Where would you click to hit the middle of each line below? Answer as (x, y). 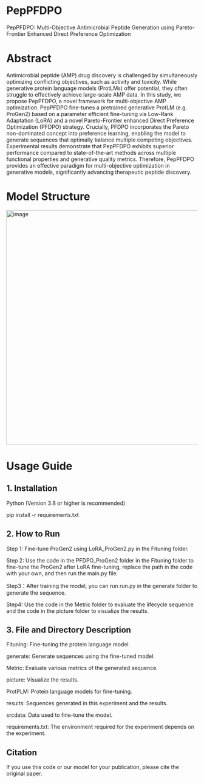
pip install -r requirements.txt (42, 515)
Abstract (29, 59)
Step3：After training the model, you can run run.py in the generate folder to (102, 586)
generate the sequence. (36, 592)
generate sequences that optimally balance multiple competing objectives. (100, 140)
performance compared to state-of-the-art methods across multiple (91, 152)
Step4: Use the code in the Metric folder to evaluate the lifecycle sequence (100, 604)
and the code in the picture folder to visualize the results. (77, 610)
